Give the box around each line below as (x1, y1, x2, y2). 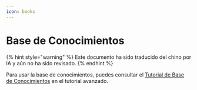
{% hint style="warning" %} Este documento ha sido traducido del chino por (6, 54, 192, 61)
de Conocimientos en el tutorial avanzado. (6, 77, 109, 84)
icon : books (6, 8, 35, 15)
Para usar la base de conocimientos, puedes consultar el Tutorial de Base (6, 71, 184, 78)
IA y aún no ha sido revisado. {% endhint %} (6, 59, 113, 66)
